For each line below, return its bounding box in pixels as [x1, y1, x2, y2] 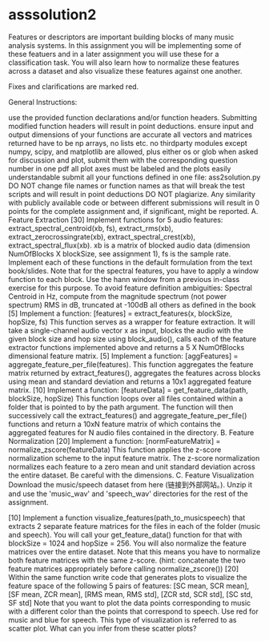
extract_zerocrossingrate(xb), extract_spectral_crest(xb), [8, 232, 196, 241]
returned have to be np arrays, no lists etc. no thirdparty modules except [8, 138, 248, 147]
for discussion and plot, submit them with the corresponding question [8, 155, 239, 165]
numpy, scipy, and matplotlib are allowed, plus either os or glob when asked [8, 147, 259, 156]
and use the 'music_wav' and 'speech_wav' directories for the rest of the [8, 489, 248, 498]
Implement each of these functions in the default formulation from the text [8, 257, 253, 267]
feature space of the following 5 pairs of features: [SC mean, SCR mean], [8, 581, 250, 591]
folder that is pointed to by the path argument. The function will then [8, 402, 234, 412]
